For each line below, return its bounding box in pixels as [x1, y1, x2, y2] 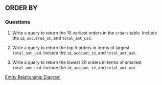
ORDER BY [5, 4, 38, 12]
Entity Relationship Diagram [5, 74, 61, 80]
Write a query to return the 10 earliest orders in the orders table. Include [12, 29, 158, 36]
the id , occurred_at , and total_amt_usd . [12, 35, 92, 41]
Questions [5, 19, 30, 26]
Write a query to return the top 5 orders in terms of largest [12, 44, 130, 51]
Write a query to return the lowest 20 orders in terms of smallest [12, 59, 142, 65]
